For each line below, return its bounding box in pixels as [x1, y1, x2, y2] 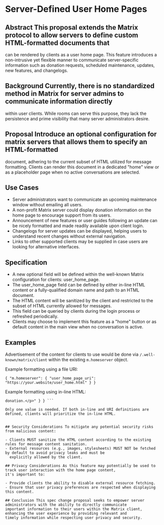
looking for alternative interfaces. [12, 244, 80, 250]
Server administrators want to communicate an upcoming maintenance [12, 196, 157, 202]
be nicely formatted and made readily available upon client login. [12, 223, 144, 229]
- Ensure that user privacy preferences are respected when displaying [5, 485, 156, 490]
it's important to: [5, 472, 45, 477]
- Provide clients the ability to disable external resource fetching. [5, 481, 156, 486]
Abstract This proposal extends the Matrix [5, 23, 138, 32]
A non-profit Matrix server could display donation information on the [12, 207, 152, 213]
